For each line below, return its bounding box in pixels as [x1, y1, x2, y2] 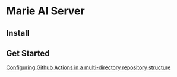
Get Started [6, 48, 50, 58]
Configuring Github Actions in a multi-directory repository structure [6, 64, 171, 71]
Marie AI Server [6, 4, 85, 18]
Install [6, 28, 30, 38]
